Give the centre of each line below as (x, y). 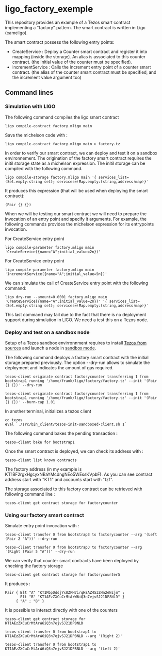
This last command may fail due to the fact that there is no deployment (76, 314)
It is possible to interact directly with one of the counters (61, 610)
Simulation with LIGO (30, 106)
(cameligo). (16, 33)
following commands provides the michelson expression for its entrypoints (80, 224)
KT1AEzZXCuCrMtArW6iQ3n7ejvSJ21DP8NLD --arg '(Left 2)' (63, 649)
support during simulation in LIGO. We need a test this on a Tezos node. (77, 320)
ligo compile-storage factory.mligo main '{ (51, 177)
